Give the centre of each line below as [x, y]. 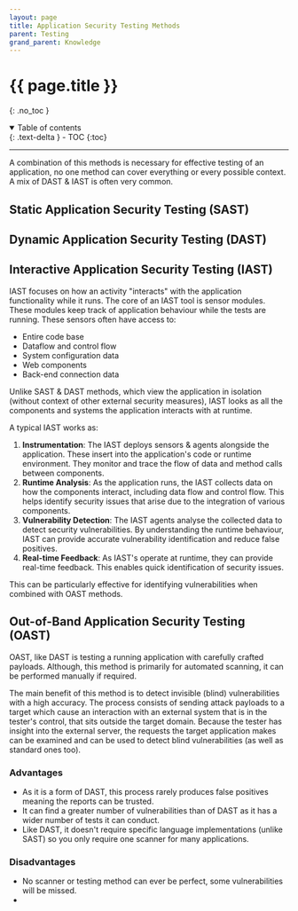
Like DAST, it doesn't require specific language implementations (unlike [153, 829]
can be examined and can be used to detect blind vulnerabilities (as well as [146, 740]
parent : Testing [39, 34]
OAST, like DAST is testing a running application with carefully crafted [137, 656]
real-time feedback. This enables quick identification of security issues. [153, 567]
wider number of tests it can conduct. [90, 820]
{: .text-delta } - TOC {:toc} [59, 137]
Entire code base [53, 336]
